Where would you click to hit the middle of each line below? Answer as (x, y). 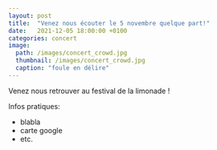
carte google (41, 130)
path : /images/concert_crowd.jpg (72, 53)
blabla (30, 122)
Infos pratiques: (34, 106)
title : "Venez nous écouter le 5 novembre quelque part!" (109, 23)
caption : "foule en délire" (63, 68)
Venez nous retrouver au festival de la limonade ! (89, 91)
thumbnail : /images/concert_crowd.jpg (81, 61)
